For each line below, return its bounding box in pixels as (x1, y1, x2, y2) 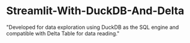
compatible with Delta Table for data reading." (6, 29, 120, 37)
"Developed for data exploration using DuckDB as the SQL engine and (6, 24, 179, 31)
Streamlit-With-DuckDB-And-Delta (6, 4, 185, 18)
